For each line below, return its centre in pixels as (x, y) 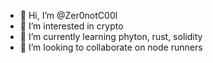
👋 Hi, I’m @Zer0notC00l (68, 15)
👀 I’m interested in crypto (71, 26)
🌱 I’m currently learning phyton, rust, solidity (111, 36)
